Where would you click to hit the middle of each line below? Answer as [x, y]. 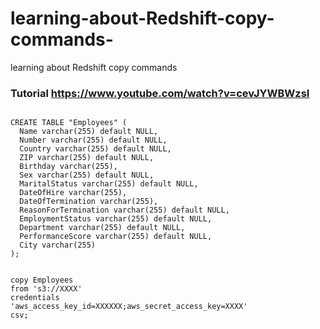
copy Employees [42, 280]
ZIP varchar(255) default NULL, [87, 158]
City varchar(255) [58, 245]
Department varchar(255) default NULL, [102, 228]
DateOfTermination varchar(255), [89, 202]
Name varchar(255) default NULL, [89, 132]
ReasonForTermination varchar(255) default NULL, [124, 210]
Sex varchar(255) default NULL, [87, 175]
